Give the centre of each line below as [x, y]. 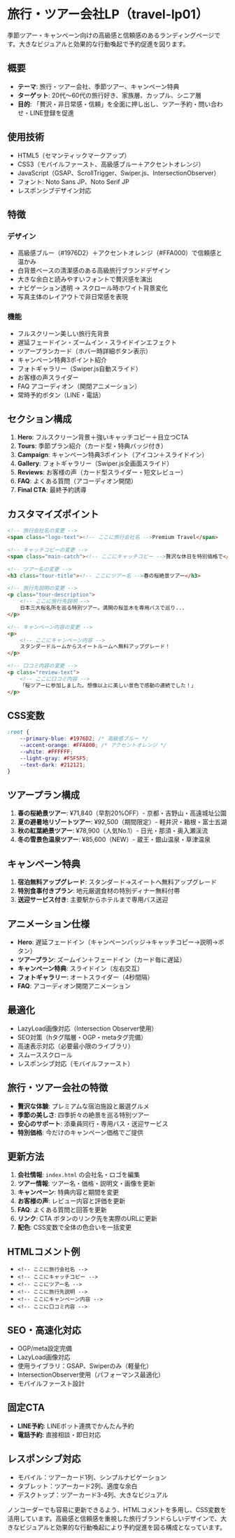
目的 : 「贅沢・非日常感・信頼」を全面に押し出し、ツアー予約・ [108, 104]
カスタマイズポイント [53, 514]
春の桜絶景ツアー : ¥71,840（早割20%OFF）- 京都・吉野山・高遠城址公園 [122, 813]
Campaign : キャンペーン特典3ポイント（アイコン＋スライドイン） [113, 455]
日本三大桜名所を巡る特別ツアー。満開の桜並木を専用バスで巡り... [102, 608]
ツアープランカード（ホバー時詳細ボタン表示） [85, 351]
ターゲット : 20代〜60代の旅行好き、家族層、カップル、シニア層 [109, 95]
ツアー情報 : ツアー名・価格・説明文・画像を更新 [86, 1184]
